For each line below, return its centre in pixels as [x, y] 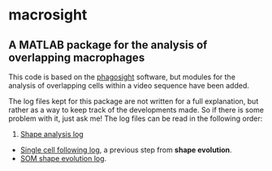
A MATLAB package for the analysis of [108, 45]
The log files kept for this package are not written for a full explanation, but [134, 101]
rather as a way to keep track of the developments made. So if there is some [136, 110]
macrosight [48, 15]
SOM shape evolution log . [63, 158]
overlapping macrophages [77, 57]
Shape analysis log [52, 134]
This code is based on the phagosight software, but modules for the [122, 77]
